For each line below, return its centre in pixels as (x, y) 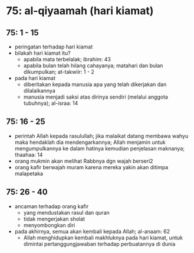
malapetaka (29, 173)
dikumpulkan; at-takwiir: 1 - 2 (59, 72)
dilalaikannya (39, 91)
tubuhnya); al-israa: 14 (51, 103)
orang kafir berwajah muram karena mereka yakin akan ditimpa (91, 167)
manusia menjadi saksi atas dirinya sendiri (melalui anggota (96, 97)
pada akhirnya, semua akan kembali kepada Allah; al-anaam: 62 (92, 231)
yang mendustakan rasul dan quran (67, 212)
